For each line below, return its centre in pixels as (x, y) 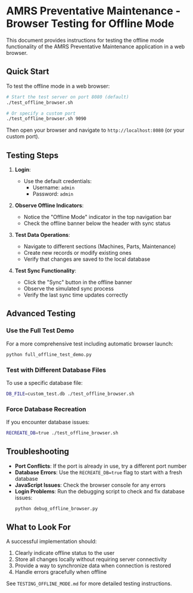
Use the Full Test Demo (40, 331)
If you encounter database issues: (48, 422)
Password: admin (53, 194)
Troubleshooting (38, 452)
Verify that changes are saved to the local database (87, 259)
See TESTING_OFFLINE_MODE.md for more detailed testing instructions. (89, 583)
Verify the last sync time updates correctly (76, 295)
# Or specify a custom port (41, 113)
